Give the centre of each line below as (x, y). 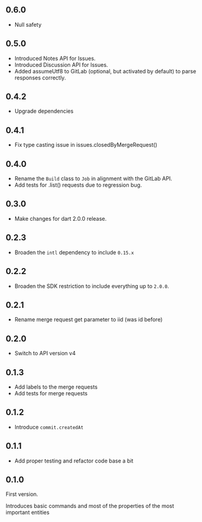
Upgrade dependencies (44, 111)
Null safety (28, 24)
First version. (22, 494)
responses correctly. (40, 78)
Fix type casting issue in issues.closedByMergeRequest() (86, 145)
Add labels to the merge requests (56, 387)
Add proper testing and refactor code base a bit (74, 461)
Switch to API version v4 (45, 353)
